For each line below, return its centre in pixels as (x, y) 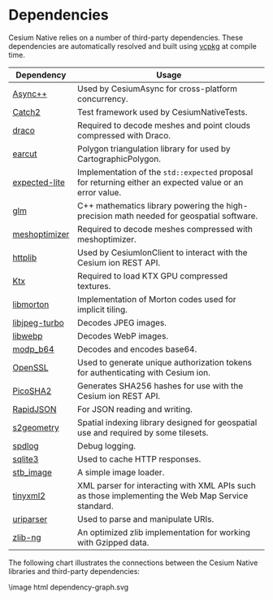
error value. (99, 192)
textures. (94, 286)
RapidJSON (35, 409)
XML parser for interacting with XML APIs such (166, 485)
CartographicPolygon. (119, 159)
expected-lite (39, 182)
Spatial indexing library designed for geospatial (167, 423)
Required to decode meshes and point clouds (163, 125)
